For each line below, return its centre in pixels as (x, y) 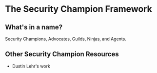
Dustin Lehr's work (31, 66)
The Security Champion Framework (78, 9)
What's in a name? (34, 27)
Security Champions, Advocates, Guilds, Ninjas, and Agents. (66, 39)
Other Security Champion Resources (62, 54)
